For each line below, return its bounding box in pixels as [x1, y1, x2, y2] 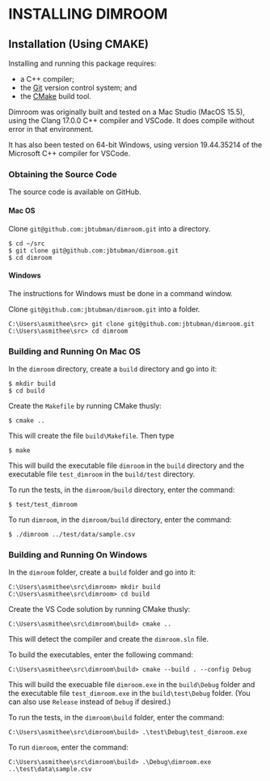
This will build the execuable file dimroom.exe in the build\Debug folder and [8, 680, 255, 690]
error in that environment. [8, 125, 94, 134]
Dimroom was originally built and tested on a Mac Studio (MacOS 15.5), [8, 107, 245, 117]
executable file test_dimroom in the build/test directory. [8, 469, 196, 478]
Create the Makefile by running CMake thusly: [8, 401, 162, 410]
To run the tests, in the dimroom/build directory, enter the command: [8, 485, 235, 494]
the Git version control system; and [19, 83, 137, 92]
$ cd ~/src [8, 240, 45, 248]
